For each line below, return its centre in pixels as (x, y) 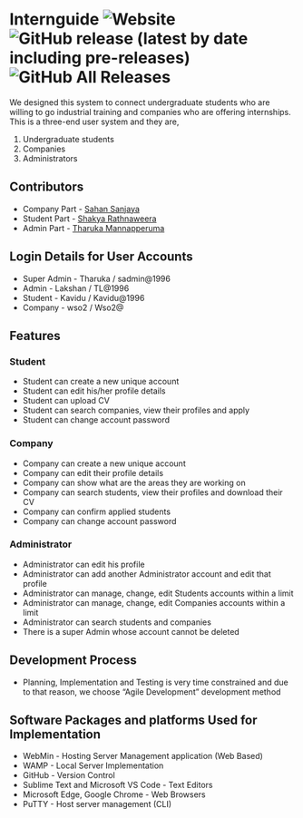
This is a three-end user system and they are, (94, 122)
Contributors (47, 187)
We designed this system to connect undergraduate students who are (140, 102)
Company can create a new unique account (104, 463)
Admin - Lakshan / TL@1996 (76, 288)
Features (35, 336)
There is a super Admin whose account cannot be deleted (131, 631)
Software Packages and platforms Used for (133, 721)
